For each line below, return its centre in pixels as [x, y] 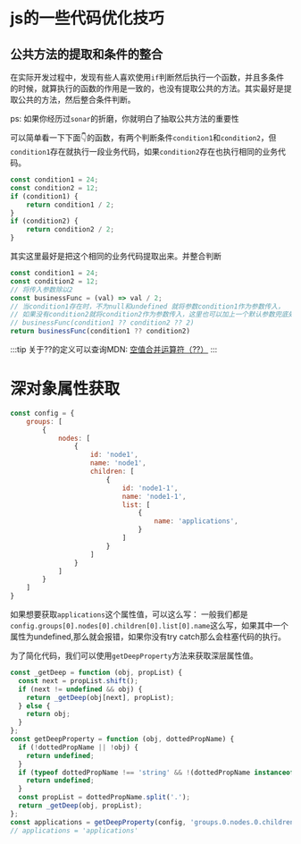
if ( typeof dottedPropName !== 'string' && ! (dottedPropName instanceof [156, 772]
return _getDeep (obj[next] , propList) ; [100, 697]
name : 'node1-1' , [154, 496]
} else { [34, 706]
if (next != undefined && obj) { [80, 689]
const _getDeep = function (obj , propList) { [96, 673]
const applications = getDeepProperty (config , [98, 822]
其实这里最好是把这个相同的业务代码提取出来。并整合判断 [116, 256]
